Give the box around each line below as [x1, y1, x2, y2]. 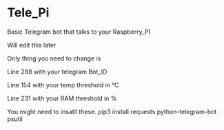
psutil [7, 115, 23, 123]
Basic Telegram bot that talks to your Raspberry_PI [7, 28, 150, 36]
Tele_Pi [7, 5, 50, 21]
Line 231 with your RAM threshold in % [7, 94, 117, 102]
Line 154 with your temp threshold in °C [7, 80, 119, 89]
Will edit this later [7, 41, 57, 49]
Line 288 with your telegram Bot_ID [7, 67, 108, 76]
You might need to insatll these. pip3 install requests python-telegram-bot [7, 107, 217, 116]
